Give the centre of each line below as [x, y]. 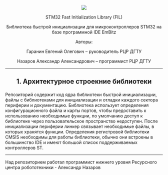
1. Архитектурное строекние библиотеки [84, 82]
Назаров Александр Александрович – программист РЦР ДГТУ [84, 61]
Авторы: [84, 42]
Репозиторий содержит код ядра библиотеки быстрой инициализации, [81, 94]
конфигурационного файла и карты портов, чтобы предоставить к [76, 110]
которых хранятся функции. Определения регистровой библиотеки [77, 132]
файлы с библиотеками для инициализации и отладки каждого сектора [82, 100]
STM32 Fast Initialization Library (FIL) [84, 17]
